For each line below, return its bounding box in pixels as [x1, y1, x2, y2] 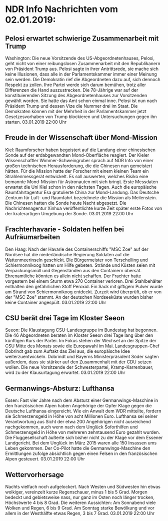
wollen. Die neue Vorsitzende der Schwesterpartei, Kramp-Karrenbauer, [5, 364, 153, 370]
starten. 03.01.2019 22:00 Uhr [5, 119, 66, 125]
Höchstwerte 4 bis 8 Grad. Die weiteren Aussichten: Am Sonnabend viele [5, 499, 156, 506]
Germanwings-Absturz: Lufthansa [5, 384, 114, 392]
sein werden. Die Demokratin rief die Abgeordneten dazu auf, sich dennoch [5, 77, 161, 82]
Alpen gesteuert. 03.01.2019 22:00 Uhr [5, 456, 85, 462]
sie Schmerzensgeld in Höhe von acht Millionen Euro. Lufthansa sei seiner [5, 413, 158, 419]
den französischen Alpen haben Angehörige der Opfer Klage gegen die [5, 403, 152, 409]
